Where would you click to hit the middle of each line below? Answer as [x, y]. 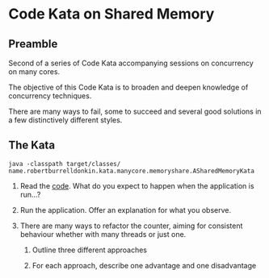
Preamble [33, 44]
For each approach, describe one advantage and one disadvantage [144, 265]
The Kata [32, 145]
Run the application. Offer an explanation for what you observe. [126, 210]
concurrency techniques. [50, 96]
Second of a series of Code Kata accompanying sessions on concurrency [131, 63]
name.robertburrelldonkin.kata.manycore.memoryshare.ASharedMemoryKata [131, 171]
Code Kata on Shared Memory [111, 14]
